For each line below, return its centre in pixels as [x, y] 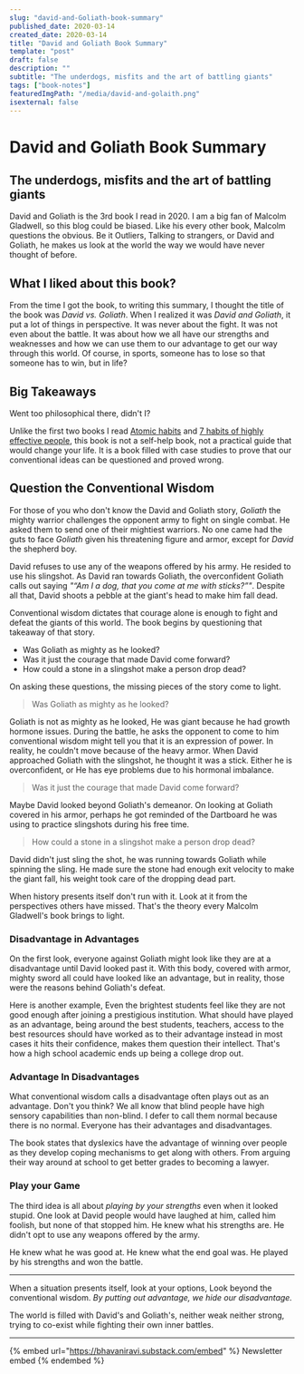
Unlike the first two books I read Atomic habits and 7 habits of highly [137, 431]
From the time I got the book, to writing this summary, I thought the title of [147, 306]
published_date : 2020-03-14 [62, 26]
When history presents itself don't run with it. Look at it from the [128, 896]
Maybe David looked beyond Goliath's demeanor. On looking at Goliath [141, 804]
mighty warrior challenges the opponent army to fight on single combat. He [150, 520]
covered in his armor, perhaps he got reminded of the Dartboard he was [143, 814]
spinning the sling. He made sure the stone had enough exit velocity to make [152, 869]
